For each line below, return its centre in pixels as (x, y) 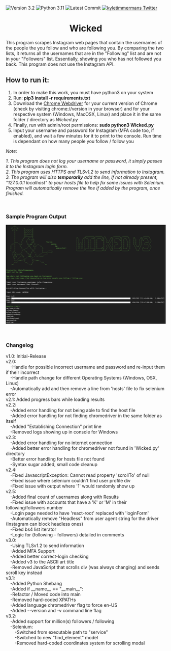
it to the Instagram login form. (37, 166)
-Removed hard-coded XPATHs (43, 600)
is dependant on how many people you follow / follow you (73, 141)
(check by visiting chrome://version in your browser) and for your (81, 108)
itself (11, 421)
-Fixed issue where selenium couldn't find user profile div (71, 480)
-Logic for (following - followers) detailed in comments (67, 534)
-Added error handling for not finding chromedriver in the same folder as (86, 416)
